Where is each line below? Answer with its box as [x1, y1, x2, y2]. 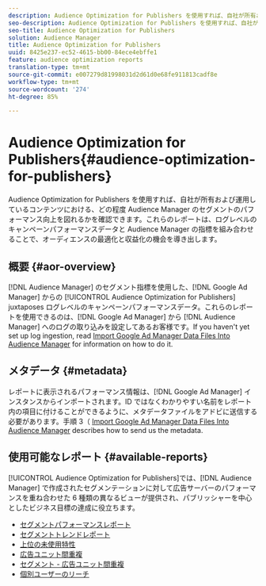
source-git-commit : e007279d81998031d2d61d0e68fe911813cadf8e [8, 71, 218, 79]
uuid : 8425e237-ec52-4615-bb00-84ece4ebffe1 [8, 48, 158, 56]
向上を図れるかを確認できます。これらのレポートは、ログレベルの [42, 215, 257, 224]
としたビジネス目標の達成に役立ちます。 [8, 503, 140, 512]
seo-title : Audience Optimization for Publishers [8, 26, 176, 34]
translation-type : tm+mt [8, 63, 90, 71]
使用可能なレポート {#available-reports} [8, 450, 208, 464]
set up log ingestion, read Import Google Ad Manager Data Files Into [8, 331, 231, 340]
